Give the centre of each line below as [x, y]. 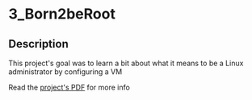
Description [38, 44]
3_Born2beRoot [62, 14]
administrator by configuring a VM [65, 72]
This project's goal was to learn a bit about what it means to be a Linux [126, 63]
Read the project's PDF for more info [69, 87]
